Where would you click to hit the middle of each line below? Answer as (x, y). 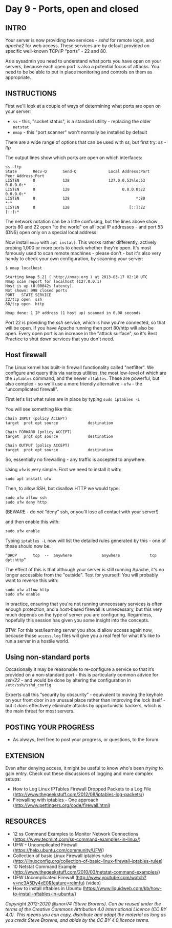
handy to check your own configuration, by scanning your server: (74, 258)
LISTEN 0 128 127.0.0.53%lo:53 (75, 180)
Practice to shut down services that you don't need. (60, 339)
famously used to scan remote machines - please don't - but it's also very (83, 253)
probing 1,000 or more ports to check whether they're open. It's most (78, 247)
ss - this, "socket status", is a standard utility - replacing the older (82, 121)
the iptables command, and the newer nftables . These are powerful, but (82, 378)
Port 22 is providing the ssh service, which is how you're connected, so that (85, 322)
